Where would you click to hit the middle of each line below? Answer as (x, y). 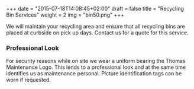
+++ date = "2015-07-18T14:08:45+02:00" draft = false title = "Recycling (95, 9)
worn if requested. (29, 80)
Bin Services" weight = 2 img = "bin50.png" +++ (65, 15)
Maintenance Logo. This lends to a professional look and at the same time (96, 67)
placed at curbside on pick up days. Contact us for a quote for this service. (98, 33)
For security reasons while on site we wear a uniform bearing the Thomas (96, 61)
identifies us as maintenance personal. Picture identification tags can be (94, 74)
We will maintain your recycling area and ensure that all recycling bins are (96, 26)
